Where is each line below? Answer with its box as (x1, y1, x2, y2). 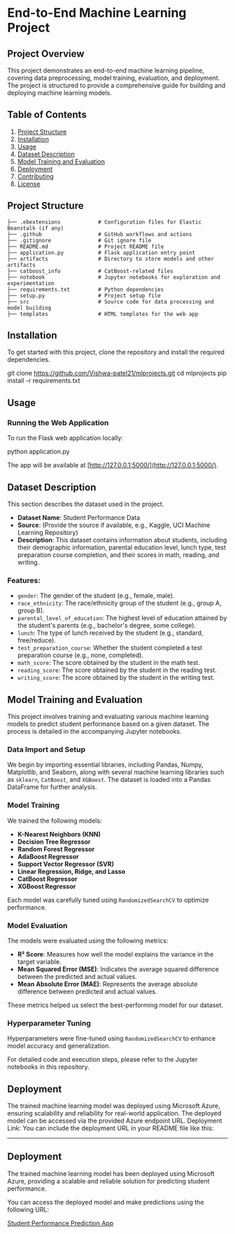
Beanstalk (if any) (7, 224, 64, 232)
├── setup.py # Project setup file (7, 292, 161, 299)
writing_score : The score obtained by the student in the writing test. (17, 673, 215, 682)
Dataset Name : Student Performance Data (17, 513, 141, 521)
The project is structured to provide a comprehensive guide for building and (7, 81, 226, 89)
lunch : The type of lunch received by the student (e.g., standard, (17, 629, 204, 637)
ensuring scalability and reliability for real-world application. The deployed (7, 1109, 222, 1118)
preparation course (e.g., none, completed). (17, 651, 144, 659)
